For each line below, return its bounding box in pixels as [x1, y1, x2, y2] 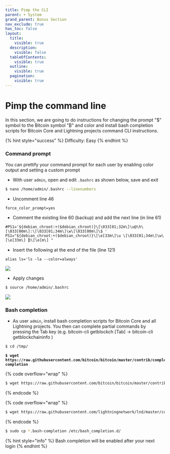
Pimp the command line [5, 100, 106, 112]
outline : [10, 64, 28, 69]
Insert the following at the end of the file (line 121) [12, 247, 116, 253]
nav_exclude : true [5, 21, 44, 27]
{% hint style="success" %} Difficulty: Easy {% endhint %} [5, 137, 128, 144]
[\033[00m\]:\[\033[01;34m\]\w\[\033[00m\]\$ [5, 229, 103, 234]
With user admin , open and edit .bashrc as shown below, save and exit [12, 177, 158, 183]
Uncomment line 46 [12, 196, 54, 202]
